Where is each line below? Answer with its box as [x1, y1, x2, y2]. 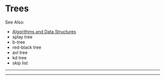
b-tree [12, 39, 26, 45]
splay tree [12, 34, 33, 40]
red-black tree [12, 44, 42, 50]
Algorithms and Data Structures [12, 28, 76, 34]
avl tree [12, 50, 28, 55]
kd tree [12, 54, 27, 60]
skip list [12, 60, 28, 66]
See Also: [5, 19, 25, 25]
